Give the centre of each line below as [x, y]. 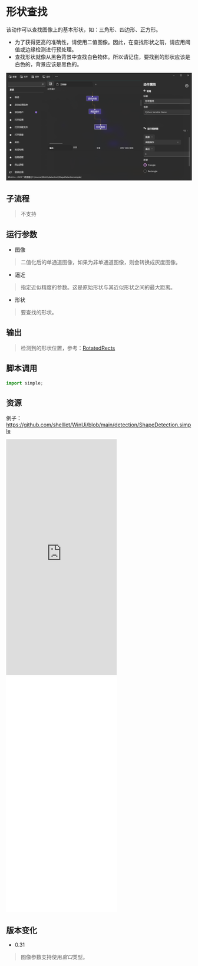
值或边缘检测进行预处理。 [46, 49]
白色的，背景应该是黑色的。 [48, 64]
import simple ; [25, 383]
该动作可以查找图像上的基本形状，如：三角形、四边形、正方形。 [83, 29]
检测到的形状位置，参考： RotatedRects [68, 348]
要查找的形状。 [39, 312]
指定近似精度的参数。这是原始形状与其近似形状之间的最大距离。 [98, 287]
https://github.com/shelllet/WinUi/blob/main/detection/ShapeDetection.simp [99, 425]
